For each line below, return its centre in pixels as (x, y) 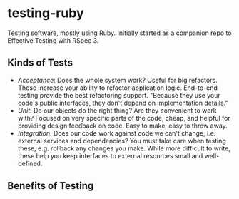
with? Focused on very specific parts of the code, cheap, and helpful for (124, 118)
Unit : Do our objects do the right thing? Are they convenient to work (117, 110)
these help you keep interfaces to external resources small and (110, 155)
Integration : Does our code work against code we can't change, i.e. (117, 133)
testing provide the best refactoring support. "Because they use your (119, 95)
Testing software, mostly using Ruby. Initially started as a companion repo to (119, 33)
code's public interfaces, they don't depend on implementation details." (123, 103)
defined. (30, 163)
